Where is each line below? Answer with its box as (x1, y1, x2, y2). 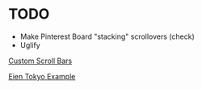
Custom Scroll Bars (8, 56, 73, 66)
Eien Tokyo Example (8, 71, 76, 81)
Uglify (19, 40, 40, 49)
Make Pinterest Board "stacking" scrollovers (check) (19, 32, 196, 41)
